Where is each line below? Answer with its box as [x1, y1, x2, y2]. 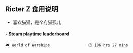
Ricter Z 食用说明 [5, 5, 59, 14]
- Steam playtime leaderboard [5, 31, 70, 37]
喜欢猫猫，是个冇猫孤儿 [12, 19, 61, 25]
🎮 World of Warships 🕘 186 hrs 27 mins [5, 43, 128, 48]
